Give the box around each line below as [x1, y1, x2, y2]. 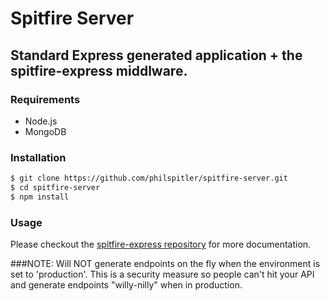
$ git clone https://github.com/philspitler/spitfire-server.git [10, 173, 288, 184]
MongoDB [24, 125, 67, 137]
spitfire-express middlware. [10, 62, 188, 79]
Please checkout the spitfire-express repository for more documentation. [10, 238, 312, 251]
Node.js [24, 115, 58, 127]
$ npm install [10, 192, 70, 202]
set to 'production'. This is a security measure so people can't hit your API [10, 268, 315, 281]
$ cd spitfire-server [10, 183, 101, 193]
